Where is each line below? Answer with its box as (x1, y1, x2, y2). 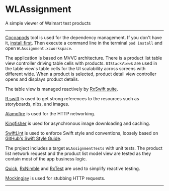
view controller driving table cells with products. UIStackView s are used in (5, 60, 157, 66)
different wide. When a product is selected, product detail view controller (5, 71, 157, 77)
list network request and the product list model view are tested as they (5, 150, 151, 156)
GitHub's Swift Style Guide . (5, 135, 62, 141)
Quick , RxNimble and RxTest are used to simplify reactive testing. (5, 165, 140, 171)
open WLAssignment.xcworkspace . (5, 45, 73, 51)
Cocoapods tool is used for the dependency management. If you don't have (5, 34, 162, 41)
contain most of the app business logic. (5, 155, 87, 161)
